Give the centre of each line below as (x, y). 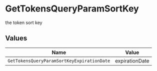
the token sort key (24, 22)
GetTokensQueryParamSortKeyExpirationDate (59, 61)
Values (16, 38)
